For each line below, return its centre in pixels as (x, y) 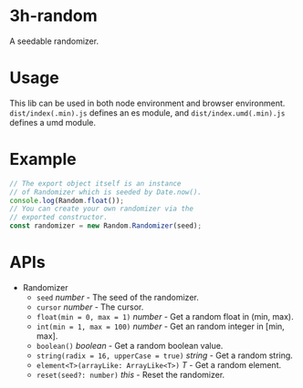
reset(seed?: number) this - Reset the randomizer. (131, 375)
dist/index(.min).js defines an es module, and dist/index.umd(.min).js (147, 112)
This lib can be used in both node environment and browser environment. (147, 103)
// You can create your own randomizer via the (102, 209)
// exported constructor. (58, 218)
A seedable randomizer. (54, 41)
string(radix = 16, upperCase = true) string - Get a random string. (165, 355)
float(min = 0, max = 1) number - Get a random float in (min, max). (165, 317)
